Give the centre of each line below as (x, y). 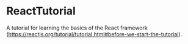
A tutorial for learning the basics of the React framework (77, 28)
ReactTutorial (41, 11)
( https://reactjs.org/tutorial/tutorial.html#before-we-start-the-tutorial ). (94, 34)
